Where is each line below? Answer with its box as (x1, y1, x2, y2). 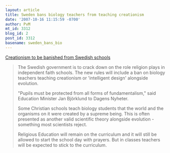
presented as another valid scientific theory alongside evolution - (17, 116, 154, 122)
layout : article (5, 7, 40, 13)
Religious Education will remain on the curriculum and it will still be (17, 131, 157, 137)
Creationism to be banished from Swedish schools (5, 54, 111, 60)
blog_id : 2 (5, 31, 28, 36)
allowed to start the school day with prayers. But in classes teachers (17, 136, 161, 142)
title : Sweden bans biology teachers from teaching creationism (5, 12, 144, 17)
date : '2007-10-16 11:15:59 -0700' (5, 17, 81, 22)
